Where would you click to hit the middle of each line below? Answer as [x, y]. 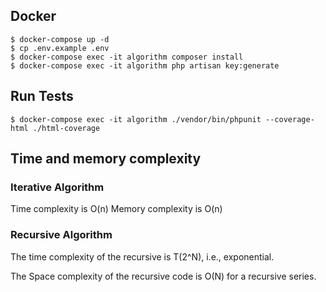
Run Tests [42, 96]
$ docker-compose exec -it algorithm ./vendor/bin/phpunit [136, 119]
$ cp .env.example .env [60, 48]
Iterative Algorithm [57, 187]
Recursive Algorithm [61, 235]
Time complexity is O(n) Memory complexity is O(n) [116, 209]
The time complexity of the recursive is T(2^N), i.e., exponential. [142, 256]
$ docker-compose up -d [60, 39]
